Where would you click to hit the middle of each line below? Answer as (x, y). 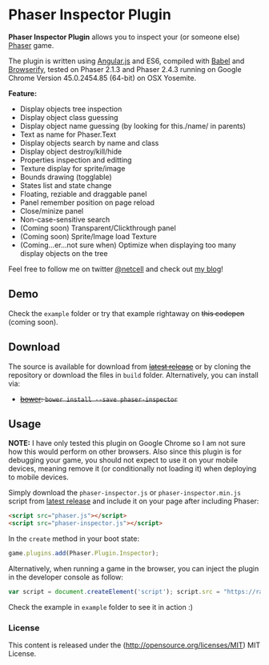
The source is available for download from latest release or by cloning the (130, 367)
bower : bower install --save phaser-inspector (99, 399)
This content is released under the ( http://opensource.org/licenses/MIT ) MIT (134, 645)
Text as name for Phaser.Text (68, 134)
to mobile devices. (39, 477)
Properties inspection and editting (76, 160)
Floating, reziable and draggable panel (83, 194)
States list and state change (66, 185)
